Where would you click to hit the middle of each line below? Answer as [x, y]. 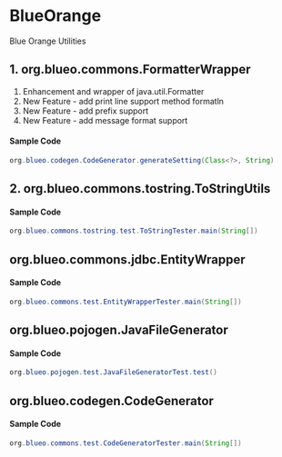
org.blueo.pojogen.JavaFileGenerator [119, 330]
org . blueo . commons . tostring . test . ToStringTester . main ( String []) [134, 231]
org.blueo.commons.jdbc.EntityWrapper [127, 259]
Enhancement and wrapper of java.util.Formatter [113, 91]
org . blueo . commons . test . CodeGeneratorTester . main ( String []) [126, 443]
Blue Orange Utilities [48, 41]
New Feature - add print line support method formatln [123, 101]
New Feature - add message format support [105, 120]
